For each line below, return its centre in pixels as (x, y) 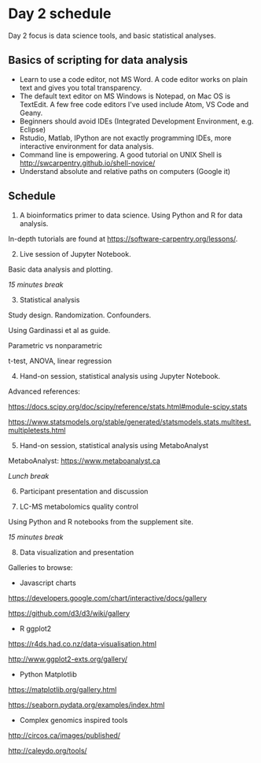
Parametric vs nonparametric (55, 345)
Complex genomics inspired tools (74, 720)
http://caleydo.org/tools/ (48, 750)
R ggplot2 (35, 628)
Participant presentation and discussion (84, 491)
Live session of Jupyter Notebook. (75, 254)
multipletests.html (37, 430)
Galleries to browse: (40, 567)
